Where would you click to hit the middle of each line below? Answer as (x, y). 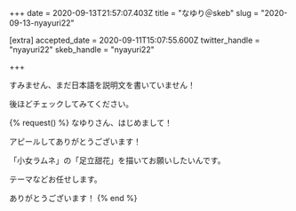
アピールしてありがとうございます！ (76, 141)
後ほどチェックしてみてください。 (72, 104)
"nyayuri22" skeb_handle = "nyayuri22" (82, 50)
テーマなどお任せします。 (56, 179)
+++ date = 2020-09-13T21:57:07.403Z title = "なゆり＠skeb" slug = (134, 13)
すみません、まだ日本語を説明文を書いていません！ (102, 85)
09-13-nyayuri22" (42, 23)
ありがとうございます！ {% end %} (73, 198)
